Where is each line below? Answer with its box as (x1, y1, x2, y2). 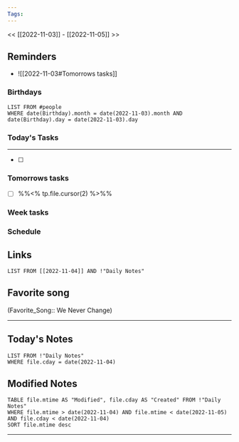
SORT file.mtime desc (7, 421, 72, 428)
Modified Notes (7, 378, 78, 390)
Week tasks (7, 207, 49, 217)
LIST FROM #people (7, 103, 62, 110)
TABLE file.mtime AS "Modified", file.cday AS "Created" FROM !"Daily (7, 396, 221, 404)
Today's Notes (7, 333, 73, 346)
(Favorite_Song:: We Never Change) (7, 306, 112, 314)
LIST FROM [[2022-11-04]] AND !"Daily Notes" (7, 268, 144, 275)
